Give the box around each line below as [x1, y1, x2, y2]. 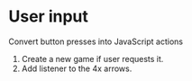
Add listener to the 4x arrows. [21, 63, 133, 74]
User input [8, 6, 89, 27]
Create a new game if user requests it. [21, 53, 164, 64]
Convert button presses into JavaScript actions [8, 36, 184, 47]
